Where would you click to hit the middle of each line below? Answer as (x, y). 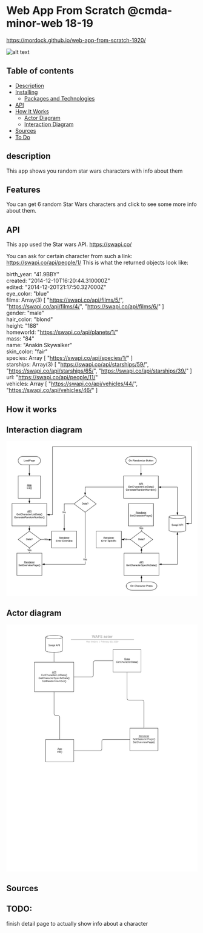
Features (23, 189)
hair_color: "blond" (30, 319)
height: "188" (23, 326)
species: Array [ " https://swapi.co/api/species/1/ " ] (70, 358)
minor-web (35, 23)
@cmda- (150, 11)
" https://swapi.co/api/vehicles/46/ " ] (52, 390)
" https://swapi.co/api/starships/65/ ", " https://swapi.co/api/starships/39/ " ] (99, 371)
